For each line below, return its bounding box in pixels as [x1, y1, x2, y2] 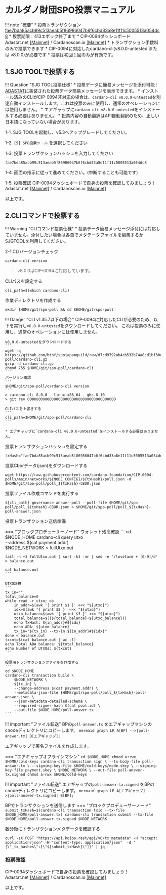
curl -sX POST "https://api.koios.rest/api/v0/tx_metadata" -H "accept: [5, 836, 158, 841]
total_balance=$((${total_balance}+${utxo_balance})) [14, 616, 127, 621]
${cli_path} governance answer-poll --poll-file [5, 500, 107, 505]
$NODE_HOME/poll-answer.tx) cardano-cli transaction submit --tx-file [5, 812, 154, 817]
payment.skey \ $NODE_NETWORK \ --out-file [25, 767, 116, 772]
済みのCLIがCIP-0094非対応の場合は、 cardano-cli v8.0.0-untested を [13, 94, 157, 100]
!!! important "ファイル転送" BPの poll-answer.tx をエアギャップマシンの [5, 721, 152, 727]
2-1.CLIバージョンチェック [5, 248, 58, 255]
